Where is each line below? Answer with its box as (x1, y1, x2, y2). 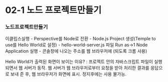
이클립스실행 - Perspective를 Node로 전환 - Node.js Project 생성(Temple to (5, 36, 156, 42)
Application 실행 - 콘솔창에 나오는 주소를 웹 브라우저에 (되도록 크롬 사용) (5, 48, 147, 54)
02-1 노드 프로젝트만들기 (5, 4, 102, 16)
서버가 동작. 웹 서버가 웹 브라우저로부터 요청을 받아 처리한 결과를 (24, 65, 149, 71)
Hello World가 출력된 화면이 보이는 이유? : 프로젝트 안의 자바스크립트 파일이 (5, 59, 153, 65)
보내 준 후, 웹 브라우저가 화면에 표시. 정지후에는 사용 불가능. (10, 71, 127, 77)
